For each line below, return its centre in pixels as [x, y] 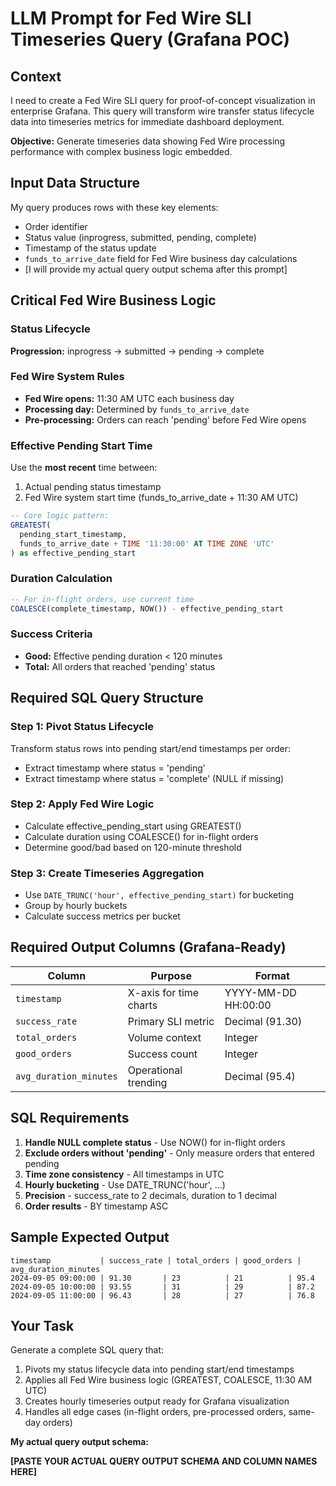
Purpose [171, 975]
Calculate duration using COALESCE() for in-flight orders [141, 836]
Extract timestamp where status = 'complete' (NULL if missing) [154, 778]
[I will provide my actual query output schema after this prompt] [156, 269]
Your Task [42, 1325]
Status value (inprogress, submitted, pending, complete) [140, 237]
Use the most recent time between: [84, 468]
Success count [162, 1054]
